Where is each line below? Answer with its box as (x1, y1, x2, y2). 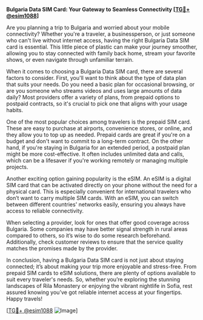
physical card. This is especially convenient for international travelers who (6, 188, 191, 195)
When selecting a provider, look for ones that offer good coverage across (6, 219, 190, 226)
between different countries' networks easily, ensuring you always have (6, 201, 186, 208)
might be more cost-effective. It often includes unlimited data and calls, (6, 150, 185, 158)
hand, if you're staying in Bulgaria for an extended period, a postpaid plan (6, 144, 190, 151)
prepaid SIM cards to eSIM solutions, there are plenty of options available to (6, 270, 196, 276)
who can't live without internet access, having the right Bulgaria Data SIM (6, 37, 190, 44)
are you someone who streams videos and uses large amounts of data (6, 87, 182, 94)
